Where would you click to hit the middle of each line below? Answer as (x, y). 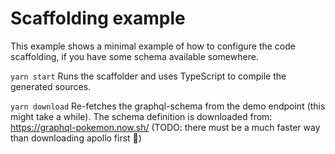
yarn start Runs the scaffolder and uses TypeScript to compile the (148, 76)
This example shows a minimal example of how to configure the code (153, 46)
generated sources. (51, 86)
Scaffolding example (98, 18)
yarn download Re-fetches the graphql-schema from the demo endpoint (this (168, 106)
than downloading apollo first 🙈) (76, 138)
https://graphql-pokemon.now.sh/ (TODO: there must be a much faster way (165, 127)
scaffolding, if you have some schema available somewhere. (134, 56)
